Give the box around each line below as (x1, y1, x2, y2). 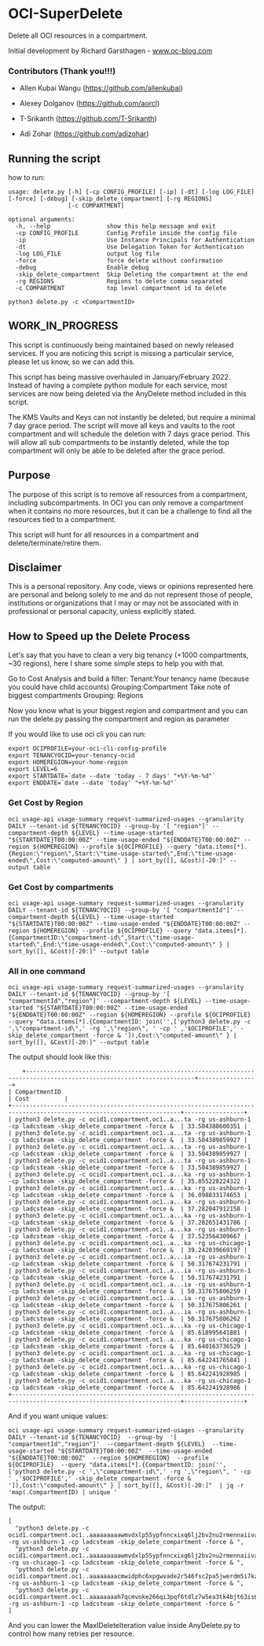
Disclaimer (8, 561, 62, 575)
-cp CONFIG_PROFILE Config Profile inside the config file (15, 230, 237, 237)
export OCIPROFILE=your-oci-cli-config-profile (8, 744, 167, 753)
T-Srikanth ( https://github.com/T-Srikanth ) (19, 114, 157, 123)
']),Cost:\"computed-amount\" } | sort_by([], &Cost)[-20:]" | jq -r (8, 1482, 244, 1490)
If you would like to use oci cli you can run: (8, 729, 147, 739)
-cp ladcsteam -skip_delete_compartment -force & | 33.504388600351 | (8, 1122, 247, 1130)
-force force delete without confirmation (15, 257, 223, 265)
